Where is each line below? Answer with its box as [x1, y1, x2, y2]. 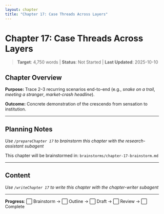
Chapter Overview [5, 73, 62, 82]
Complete [5, 203, 25, 209]
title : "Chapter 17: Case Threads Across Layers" [5, 12, 108, 17]
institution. [5, 106, 26, 112]
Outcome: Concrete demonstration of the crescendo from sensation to [5, 101, 148, 107]
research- [125, 138, 145, 144]
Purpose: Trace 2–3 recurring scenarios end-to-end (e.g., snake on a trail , [5, 86, 155, 92]
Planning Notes [5, 125, 53, 133]
